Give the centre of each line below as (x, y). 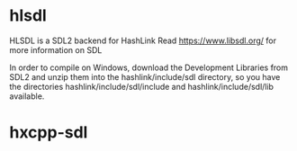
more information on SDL (56, 49)
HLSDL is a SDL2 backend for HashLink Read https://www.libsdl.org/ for (143, 40)
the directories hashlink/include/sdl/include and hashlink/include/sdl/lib (142, 86)
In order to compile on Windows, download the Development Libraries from (149, 67)
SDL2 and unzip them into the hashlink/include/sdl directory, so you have (145, 76)
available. (27, 96)
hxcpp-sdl (49, 133)
